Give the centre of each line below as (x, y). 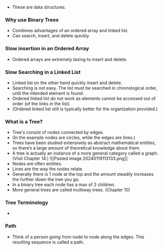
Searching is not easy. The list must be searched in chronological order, (85, 88)
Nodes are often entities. (37, 164)
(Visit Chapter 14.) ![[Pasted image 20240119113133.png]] (70, 158)
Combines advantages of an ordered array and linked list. (70, 31)
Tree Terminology (27, 203)
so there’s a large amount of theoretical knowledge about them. (76, 148)
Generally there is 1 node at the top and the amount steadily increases (83, 174)
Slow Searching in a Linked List (43, 72)
